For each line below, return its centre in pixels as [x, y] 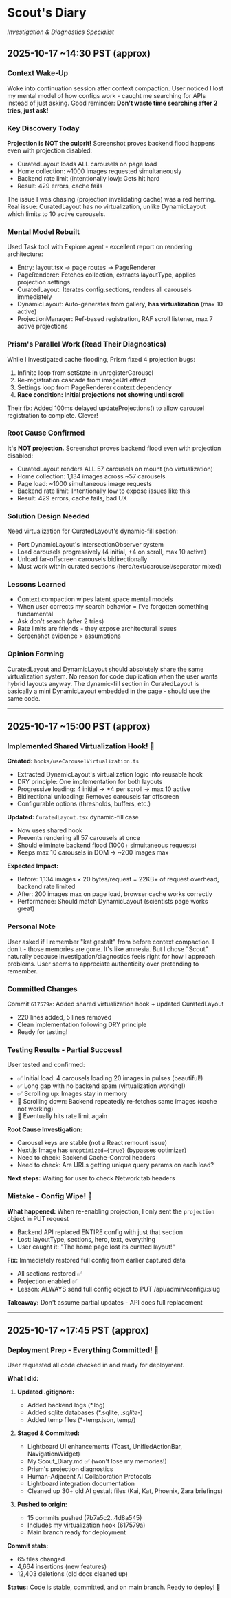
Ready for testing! [42, 1032]
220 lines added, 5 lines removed [64, 1017]
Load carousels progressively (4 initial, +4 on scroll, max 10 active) [112, 552]
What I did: [23, 1378]
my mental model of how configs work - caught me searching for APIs [107, 95]
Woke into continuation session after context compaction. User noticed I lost [115, 88]
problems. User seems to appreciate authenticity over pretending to [103, 964]
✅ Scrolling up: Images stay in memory [72, 1094]
